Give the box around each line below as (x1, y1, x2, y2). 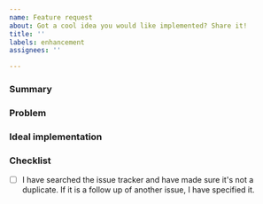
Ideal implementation (9, 130, 103, 143)
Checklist (9, 154, 51, 167)
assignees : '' (9, 46, 62, 55)
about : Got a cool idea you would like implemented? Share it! (9, 21, 248, 30)
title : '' (9, 29, 46, 38)
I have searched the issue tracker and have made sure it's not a (21, 175, 254, 185)
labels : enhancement (9, 37, 86, 47)
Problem (9, 106, 47, 119)
